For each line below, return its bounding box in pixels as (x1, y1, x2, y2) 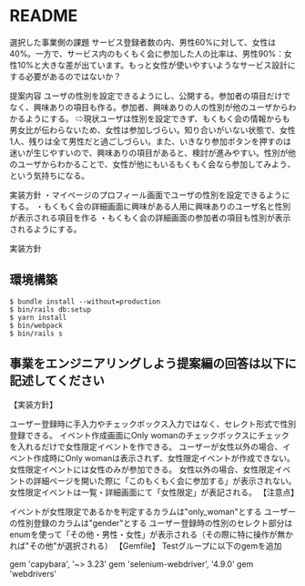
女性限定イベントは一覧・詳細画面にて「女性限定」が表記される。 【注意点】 (9, 487, 299, 498)
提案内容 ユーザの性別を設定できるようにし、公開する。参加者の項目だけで (9, 90, 291, 101)
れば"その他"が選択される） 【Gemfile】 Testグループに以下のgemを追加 (9, 540, 282, 551)
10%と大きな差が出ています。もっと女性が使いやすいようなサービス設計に (16, 59, 296, 70)
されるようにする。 (9, 223, 82, 234)
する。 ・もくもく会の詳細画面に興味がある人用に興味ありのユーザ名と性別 (9, 200, 291, 211)
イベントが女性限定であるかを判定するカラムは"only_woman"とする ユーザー (9, 506, 296, 517)
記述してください (9, 373, 105, 388)
